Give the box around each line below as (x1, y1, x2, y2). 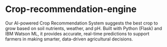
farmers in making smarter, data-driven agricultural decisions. (5, 36, 133, 42)
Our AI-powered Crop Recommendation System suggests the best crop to (5, 20, 158, 26)
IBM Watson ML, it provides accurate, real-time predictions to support (5, 30, 149, 36)
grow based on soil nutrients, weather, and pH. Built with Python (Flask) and (5, 25, 162, 31)
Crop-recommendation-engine (5, 3, 137, 15)
